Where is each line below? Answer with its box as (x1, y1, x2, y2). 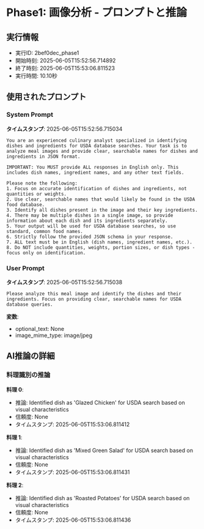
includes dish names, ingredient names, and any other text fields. (6, 169, 184, 176)
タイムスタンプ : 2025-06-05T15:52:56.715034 (6, 125, 123, 132)
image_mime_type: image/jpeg (15, 331, 93, 339)
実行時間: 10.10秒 (15, 72, 58, 80)
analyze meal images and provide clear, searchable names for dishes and (6, 148, 199, 154)
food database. (6, 201, 45, 208)
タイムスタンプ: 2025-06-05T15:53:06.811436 (15, 516, 131, 523)
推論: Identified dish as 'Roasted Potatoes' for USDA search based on (15, 494, 190, 501)
